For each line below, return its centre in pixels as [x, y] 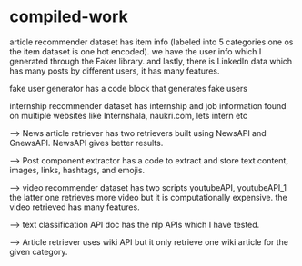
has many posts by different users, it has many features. [115, 71]
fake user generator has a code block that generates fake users [129, 88]
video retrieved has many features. [75, 207]
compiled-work [69, 17]
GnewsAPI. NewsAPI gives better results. [86, 143]
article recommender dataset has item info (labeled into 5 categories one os [151, 42]
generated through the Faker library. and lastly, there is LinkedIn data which [151, 61]
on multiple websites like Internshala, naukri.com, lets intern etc [129, 115]
